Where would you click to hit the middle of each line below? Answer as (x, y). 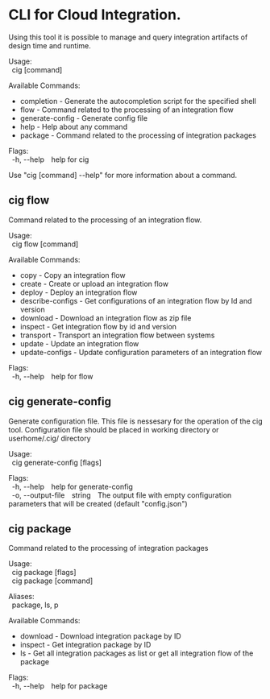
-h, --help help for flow (52, 376)
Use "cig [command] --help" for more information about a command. (123, 175)
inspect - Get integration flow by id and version (98, 326)
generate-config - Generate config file (83, 118)
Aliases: (21, 597)
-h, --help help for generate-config (72, 486)
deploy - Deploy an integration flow (79, 292)
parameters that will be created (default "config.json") (98, 503)
